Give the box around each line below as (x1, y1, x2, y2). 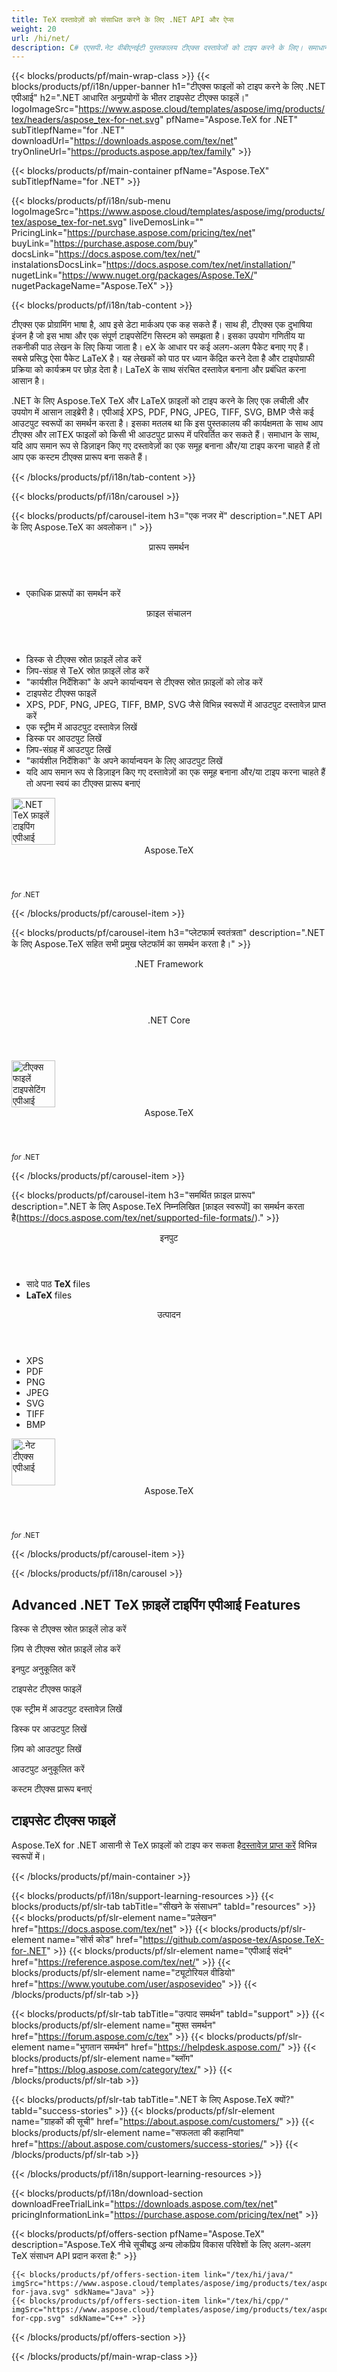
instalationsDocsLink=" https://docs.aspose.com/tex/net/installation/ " (11, 259, 296, 271)
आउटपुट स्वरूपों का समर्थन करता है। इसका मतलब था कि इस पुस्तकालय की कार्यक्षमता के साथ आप (11, 417, 324, 430)
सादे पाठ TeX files (25, 1278, 91, 1290)
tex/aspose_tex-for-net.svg (11, 216, 124, 228)
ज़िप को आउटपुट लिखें (11, 1743, 82, 1755)
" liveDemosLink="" (122, 216, 204, 228)
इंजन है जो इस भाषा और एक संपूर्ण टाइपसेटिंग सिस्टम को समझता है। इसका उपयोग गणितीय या (11, 330, 306, 342)
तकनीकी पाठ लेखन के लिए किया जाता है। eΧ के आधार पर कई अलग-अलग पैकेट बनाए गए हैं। (11, 341, 309, 353)
